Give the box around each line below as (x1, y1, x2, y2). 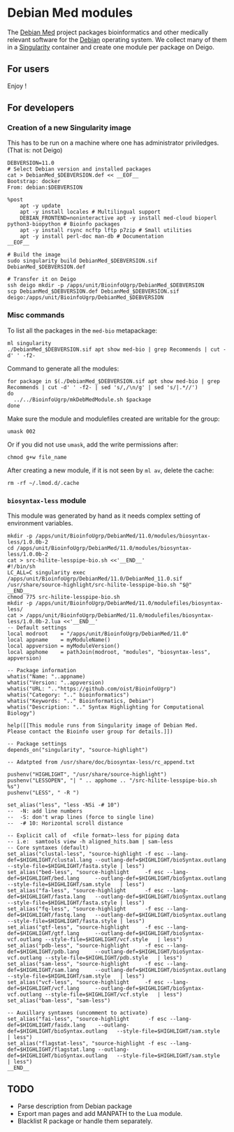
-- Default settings (7, 624, 68, 632)
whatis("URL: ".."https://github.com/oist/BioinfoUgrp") (7, 685, 177, 692)
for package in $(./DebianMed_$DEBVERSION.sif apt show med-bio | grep (7, 377, 220, 385)
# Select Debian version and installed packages (7, 166, 152, 173)
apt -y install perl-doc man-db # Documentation (20, 233, 164, 240)
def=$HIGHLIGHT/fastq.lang (7, 912, 86, 919)
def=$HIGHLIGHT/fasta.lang (7, 893, 86, 901)
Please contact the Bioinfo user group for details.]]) (7, 728, 173, 735)
